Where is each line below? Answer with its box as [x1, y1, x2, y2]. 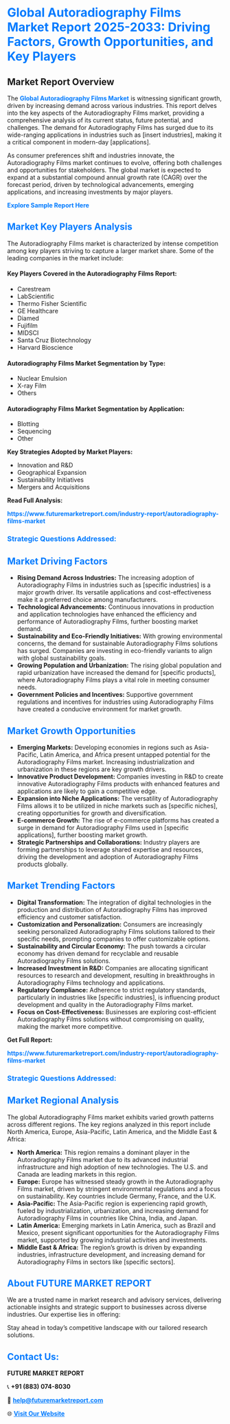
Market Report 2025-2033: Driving [7, 19, 211, 35]
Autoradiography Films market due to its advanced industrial [16, 1155, 189, 1164]
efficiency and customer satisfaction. [16, 913, 122, 921]
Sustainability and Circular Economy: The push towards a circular [16, 942, 207, 950]
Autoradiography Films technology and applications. [16, 978, 165, 987]
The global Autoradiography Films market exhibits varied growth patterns [7, 1113, 214, 1121]
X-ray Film [16, 381, 47, 390]
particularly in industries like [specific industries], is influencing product [16, 993, 220, 1001]
